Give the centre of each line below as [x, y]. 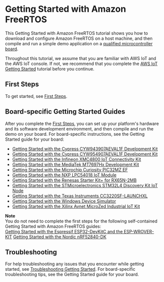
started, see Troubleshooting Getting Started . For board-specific [70, 269]
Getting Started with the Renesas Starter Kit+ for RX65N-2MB [74, 180]
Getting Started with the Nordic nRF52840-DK [60, 237]
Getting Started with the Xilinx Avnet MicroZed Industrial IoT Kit [76, 206]
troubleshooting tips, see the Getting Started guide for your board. [72, 275]
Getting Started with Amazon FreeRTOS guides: [53, 226]
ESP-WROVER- [139, 231]
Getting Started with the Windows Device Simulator [64, 201]
